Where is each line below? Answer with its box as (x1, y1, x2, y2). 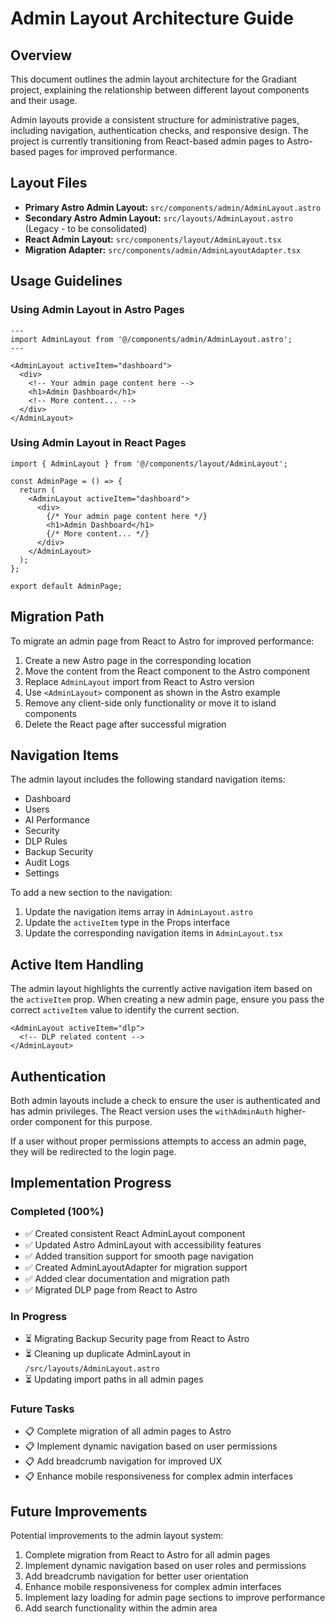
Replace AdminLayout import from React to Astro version (24, 675, 255, 687)
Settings (24, 867, 60, 879)
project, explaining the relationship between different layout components (10, 84, 310, 96)
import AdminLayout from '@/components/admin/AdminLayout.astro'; (10, 334, 293, 344)
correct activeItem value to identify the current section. (10, 1004, 240, 1016)
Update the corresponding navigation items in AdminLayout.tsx (24, 927, 283, 939)
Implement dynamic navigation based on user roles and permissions (24, 1560, 307, 1572)
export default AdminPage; (10, 581, 123, 591)
